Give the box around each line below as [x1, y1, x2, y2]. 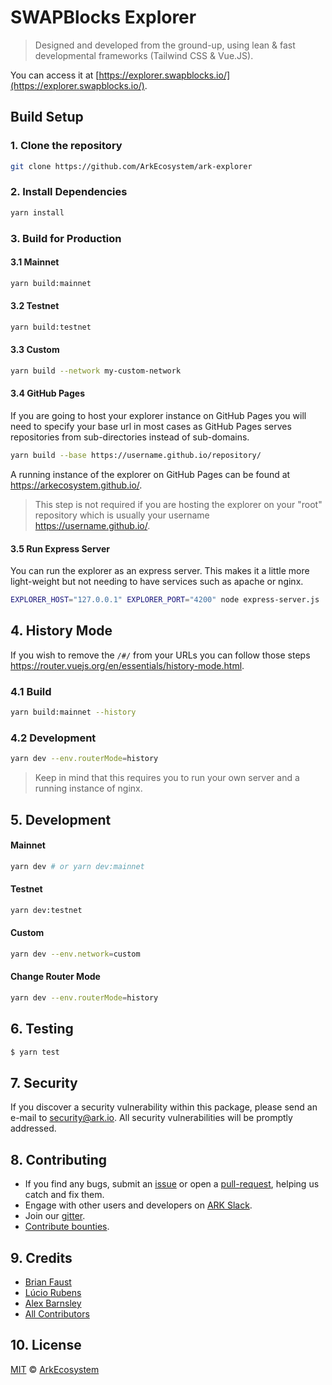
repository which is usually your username [34, 509, 210, 521]
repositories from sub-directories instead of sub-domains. [10, 431, 250, 443]
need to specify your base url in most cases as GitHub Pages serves [10, 421, 292, 433]
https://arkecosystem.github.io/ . [10, 479, 143, 491]
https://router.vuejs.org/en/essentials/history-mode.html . [10, 659, 245, 671]
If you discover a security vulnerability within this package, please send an [10, 1101, 318, 1113]
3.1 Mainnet [10, 256, 60, 268]
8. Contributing [10, 1151, 108, 1168]
